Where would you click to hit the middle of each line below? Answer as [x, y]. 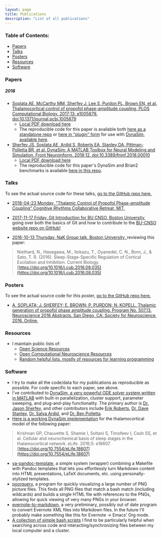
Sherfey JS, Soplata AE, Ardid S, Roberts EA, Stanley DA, [69, 144]
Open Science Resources [44, 349]
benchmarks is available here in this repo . [61, 170]
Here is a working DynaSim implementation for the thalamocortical [78, 418]
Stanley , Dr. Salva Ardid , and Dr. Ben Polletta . [57, 413]
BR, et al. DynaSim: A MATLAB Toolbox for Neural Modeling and [92, 150]
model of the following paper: [41, 424]
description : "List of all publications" [47, 18]
